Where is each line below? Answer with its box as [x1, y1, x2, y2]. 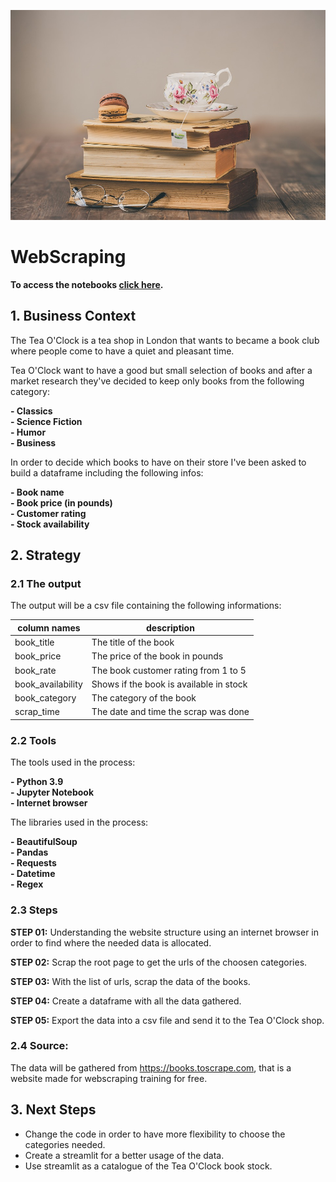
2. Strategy [10, 547, 82, 564]
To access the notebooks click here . [10, 278, 164, 290]
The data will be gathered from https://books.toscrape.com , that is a [10, 1061, 292, 1074]
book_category [14, 692, 77, 704]
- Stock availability [10, 518, 90, 530]
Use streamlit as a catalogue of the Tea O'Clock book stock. [24, 1160, 273, 1172]
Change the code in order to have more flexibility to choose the [24, 1128, 286, 1140]
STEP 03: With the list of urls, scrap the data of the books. [10, 975, 251, 987]
